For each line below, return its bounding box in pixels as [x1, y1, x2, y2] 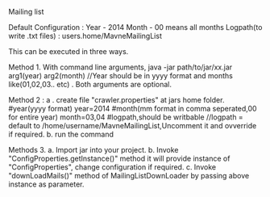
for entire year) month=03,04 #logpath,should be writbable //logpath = [8, 112, 243, 122]
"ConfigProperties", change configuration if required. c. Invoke [8, 162, 216, 172]
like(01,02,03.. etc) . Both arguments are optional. [8, 80, 172, 89]
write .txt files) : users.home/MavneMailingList [8, 31, 163, 40]
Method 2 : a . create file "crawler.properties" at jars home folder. [8, 95, 225, 104]
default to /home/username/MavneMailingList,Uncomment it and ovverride [8, 121, 257, 130]
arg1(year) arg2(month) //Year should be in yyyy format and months [8, 71, 234, 80]
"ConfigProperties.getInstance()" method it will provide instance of [8, 153, 231, 163]
